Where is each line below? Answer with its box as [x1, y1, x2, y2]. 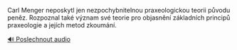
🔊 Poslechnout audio [7, 35, 71, 43]
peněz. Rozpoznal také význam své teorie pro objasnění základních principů [7, 13, 231, 22]
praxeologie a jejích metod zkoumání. [7, 21, 117, 29]
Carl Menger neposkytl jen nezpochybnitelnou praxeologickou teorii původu [7, 6, 231, 14]
